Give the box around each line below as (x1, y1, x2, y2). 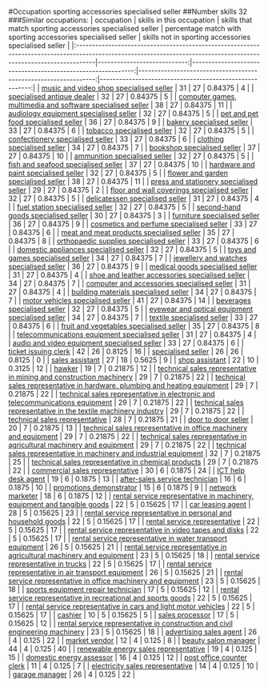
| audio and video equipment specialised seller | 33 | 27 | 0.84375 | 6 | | (8, 338, 244, 347)
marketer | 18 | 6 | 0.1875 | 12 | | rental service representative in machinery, (8, 491, 254, 501)
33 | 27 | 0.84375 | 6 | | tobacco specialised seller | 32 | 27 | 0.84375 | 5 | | (8, 126, 254, 135)
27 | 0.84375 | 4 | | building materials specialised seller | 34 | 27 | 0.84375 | (8, 287, 257, 297)
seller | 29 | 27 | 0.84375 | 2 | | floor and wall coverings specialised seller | (8, 186, 254, 194)
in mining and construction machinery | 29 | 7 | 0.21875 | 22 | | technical (8, 372, 246, 381)
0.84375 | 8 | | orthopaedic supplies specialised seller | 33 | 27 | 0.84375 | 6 (8, 236, 260, 246)
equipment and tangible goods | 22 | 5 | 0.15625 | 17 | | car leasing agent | (8, 500, 251, 509)
